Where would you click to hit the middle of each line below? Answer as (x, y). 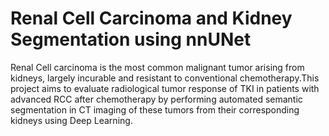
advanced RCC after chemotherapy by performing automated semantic (156, 99)
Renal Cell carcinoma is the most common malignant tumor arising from (157, 67)
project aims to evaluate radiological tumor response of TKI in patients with (165, 88)
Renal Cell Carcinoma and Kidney (151, 18)
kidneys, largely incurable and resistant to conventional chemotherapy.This (165, 78)
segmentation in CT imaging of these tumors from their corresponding (155, 109)
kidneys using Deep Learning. (71, 120)
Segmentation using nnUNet (131, 39)
